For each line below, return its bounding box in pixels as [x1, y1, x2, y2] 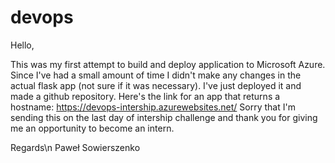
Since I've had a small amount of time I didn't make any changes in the [10, 69, 302, 81]
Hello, [10, 39, 35, 51]
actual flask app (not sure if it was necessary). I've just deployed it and [10, 79, 302, 91]
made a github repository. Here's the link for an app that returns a [10, 90, 281, 102]
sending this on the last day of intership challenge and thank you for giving [10, 111, 318, 123]
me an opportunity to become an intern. [10, 122, 175, 134]
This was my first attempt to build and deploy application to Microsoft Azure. [10, 58, 326, 70]
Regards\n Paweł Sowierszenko [10, 141, 141, 153]
